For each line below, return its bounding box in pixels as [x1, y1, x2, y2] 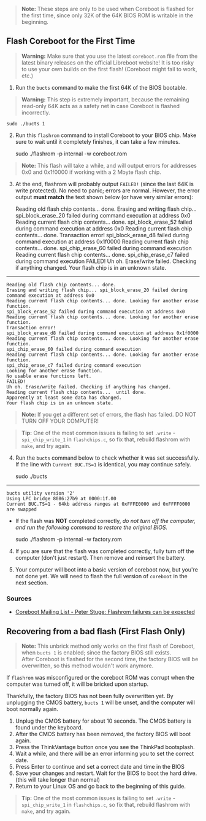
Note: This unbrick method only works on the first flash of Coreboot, [21, 642, 195, 650]
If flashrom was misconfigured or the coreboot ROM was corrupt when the [6, 674, 195, 681]
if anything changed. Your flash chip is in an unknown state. [15, 264, 167, 271]
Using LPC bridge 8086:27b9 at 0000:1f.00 [6, 495, 116, 501]
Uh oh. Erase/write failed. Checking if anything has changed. [6, 383, 172, 390]
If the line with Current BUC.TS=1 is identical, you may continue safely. [15, 460, 191, 468]
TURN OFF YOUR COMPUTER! [21, 417, 99, 425]
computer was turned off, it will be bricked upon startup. [6, 680, 149, 688]
